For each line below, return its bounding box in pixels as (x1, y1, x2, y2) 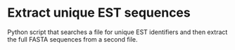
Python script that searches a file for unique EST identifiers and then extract (7, 28, 228, 36)
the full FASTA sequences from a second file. (7, 35, 138, 43)
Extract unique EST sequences (7, 5, 191, 21)
